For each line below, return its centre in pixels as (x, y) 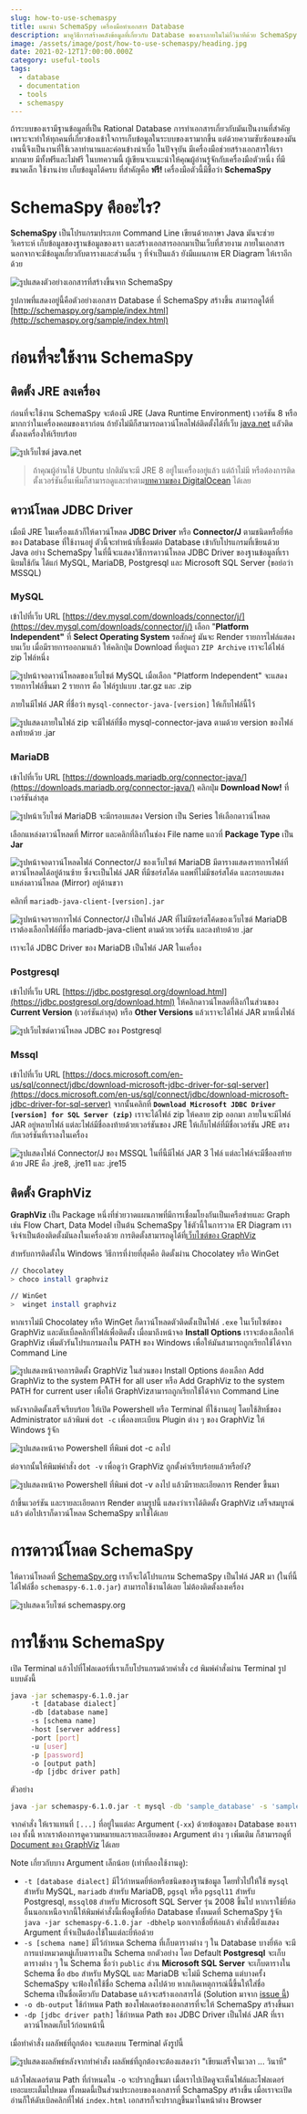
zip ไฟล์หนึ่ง (30, 657)
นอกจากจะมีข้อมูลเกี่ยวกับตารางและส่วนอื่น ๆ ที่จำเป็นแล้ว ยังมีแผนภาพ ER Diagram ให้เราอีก (151, 254)
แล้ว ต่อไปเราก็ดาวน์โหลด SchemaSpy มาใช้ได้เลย (89, 1512)
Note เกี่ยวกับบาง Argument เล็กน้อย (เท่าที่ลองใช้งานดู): (99, 1863)
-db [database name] (69, 1712)
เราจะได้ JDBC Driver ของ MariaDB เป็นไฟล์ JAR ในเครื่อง (106, 947)
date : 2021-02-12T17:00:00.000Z (72, 52)
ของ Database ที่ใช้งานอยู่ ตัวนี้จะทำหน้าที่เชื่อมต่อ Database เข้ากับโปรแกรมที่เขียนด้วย (145, 542)
